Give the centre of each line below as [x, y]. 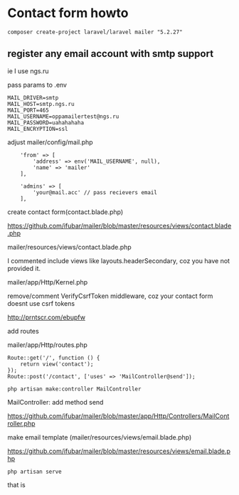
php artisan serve [34, 472]
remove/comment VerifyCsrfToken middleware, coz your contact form [110, 296]
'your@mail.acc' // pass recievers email [95, 192]
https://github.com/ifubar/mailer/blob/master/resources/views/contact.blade [119, 225]
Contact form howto [68, 13]
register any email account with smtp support [111, 54]
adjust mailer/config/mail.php [51, 142]
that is [17, 484]
